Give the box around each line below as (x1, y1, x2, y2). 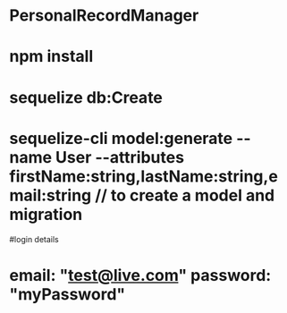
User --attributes (55, 147, 185, 167)
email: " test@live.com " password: (9, 265, 272, 285)
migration (9, 204, 83, 224)
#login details (9, 233, 60, 244)
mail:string (9, 185, 92, 206)
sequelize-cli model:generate (9, 128, 233, 148)
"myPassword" (9, 283, 126, 304)
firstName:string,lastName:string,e (9, 166, 279, 186)
